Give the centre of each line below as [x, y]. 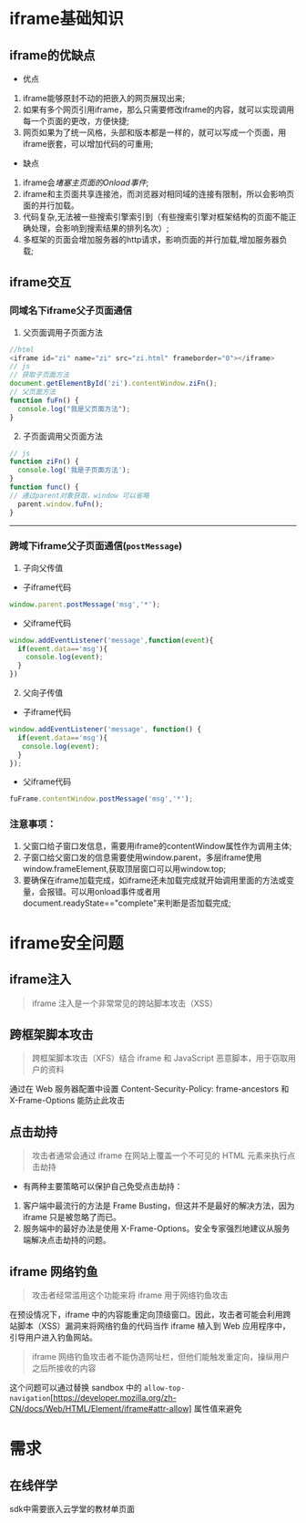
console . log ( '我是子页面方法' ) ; [74, 471]
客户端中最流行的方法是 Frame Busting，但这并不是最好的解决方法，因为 [158, 1206]
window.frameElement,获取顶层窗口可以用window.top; [124, 868]
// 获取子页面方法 [40, 375]
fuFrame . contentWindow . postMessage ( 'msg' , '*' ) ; [102, 799]
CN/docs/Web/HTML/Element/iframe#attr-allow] [101, 1409]
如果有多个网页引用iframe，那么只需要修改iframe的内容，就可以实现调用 [158, 109]
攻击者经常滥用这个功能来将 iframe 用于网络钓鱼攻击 [130, 1295]
